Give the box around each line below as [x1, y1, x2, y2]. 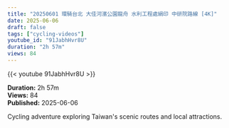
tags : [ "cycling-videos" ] [7, 30, 84, 38]
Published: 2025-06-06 [7, 98, 78, 107]
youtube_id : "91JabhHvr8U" [7, 37, 87, 44]
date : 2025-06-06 [7, 17, 59, 24]
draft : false [7, 23, 46, 31]
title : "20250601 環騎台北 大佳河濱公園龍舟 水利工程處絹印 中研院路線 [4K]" [7, 10, 218, 18]
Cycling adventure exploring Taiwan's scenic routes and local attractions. [7, 112, 223, 121]
